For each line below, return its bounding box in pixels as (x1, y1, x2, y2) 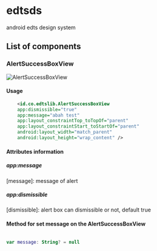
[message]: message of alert (6, 177, 78, 184)
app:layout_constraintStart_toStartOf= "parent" (17, 123, 139, 129)
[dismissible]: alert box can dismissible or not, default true (6, 206, 152, 213)
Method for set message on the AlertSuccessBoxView (6, 220, 146, 228)
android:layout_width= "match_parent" (17, 129, 113, 136)
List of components (6, 41, 81, 52)
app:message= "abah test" (17, 112, 80, 119)
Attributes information (6, 148, 64, 155)
